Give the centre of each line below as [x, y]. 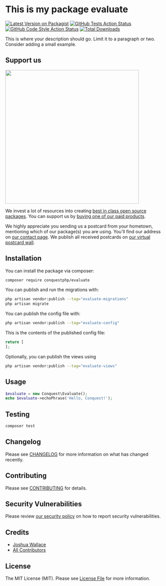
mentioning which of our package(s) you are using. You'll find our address [83, 231]
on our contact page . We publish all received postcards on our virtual [78, 237]
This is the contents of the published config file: [55, 333]
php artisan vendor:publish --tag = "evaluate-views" [61, 366]
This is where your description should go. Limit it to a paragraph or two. [80, 39]
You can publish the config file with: [43, 314]
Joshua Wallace [29, 545]
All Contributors [29, 550]
